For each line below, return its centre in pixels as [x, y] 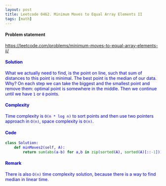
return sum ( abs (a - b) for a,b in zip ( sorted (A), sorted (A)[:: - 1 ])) [93, 152]
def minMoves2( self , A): [40, 148]
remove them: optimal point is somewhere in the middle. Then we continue [81, 89]
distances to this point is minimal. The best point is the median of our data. [81, 78]
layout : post [19, 10]
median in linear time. [27, 180]
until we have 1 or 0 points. [32, 93]
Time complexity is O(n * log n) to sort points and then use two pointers [80, 116]
